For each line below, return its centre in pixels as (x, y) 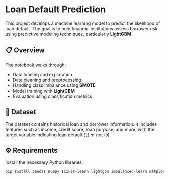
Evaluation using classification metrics (52, 96)
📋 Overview (25, 51)
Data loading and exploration (43, 74)
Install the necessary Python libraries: (44, 162)
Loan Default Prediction (56, 9)
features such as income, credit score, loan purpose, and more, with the (80, 129)
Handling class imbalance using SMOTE (54, 85)
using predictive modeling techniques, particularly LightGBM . (69, 34)
